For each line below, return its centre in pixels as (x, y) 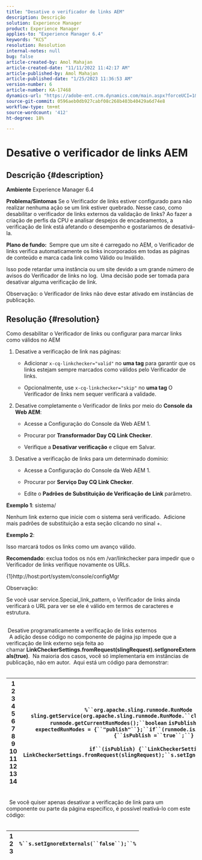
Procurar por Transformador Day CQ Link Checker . (88, 435)
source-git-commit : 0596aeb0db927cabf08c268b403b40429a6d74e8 (86, 101)
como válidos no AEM (33, 340)
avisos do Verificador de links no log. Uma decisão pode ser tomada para (98, 276)
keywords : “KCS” (26, 40)
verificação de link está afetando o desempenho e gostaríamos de (88, 227)
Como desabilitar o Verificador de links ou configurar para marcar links (94, 334)
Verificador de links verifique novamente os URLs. (68, 565)
